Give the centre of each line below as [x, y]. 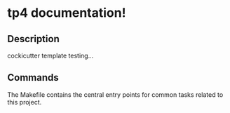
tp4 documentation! [67, 13]
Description [33, 39]
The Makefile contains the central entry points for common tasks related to [115, 94]
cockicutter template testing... [50, 55]
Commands [33, 78]
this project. [25, 102]
